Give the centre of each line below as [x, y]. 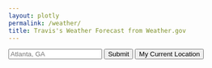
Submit [119, 54]
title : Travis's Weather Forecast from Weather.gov [97, 30]
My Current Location [170, 54]
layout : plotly [34, 16]
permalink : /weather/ [45, 23]
